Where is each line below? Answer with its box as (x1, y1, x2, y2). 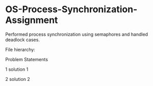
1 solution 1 (5, 66, 29, 72)
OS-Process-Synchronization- (5, 4, 138, 15)
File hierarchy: (5, 46, 36, 52)
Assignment (5, 14, 58, 26)
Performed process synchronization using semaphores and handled (5, 31, 148, 37)
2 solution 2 (5, 76, 31, 82)
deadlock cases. (5, 37, 40, 43)
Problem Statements (5, 56, 48, 62)
